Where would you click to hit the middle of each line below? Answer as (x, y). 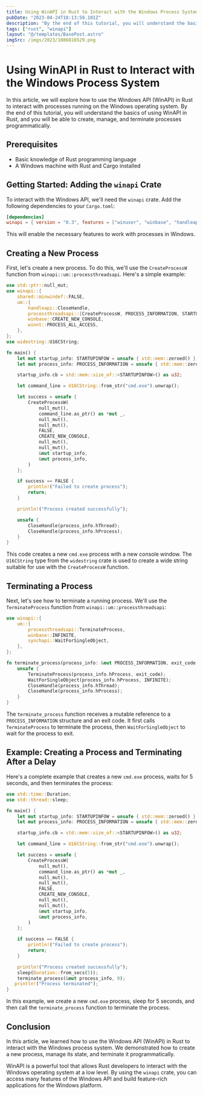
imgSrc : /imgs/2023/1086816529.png (51, 40)
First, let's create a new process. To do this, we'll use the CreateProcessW (97, 268)
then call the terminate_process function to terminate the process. (88, 1008)
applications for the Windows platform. (55, 1085)
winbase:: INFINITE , (53, 635)
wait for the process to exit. (40, 733)
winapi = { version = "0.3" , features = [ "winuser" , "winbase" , (89, 223)
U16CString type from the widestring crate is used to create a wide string (97, 561)
